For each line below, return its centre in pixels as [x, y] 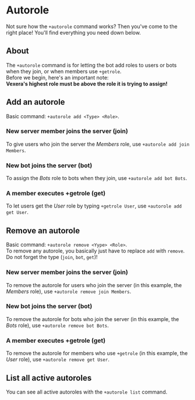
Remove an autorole [43, 231]
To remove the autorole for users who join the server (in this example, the [94, 285]
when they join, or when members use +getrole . [64, 71]
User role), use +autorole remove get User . [58, 360]
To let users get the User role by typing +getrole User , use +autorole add [94, 206]
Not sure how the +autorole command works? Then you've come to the [92, 26]
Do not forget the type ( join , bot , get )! [52, 257]
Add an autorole [36, 102]
